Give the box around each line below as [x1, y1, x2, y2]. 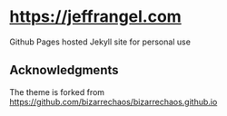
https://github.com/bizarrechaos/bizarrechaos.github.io [9, 96, 218, 107]
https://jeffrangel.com [9, 6, 182, 27]
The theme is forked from [9, 86, 105, 97]
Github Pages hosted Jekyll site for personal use [9, 36, 191, 47]
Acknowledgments [9, 63, 120, 78]
